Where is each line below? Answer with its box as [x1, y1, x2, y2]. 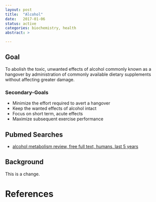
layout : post [5, 7, 32, 12]
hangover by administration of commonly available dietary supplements [5, 71, 151, 77]
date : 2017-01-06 [5, 16, 46, 21]
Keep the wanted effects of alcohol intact [12, 105, 97, 111]
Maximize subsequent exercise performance [12, 116, 104, 122]
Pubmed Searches [5, 130, 63, 139]
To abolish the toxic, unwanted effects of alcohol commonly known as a [5, 66, 152, 72]
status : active [5, 21, 37, 26]
